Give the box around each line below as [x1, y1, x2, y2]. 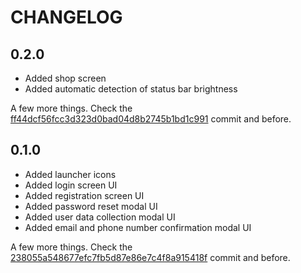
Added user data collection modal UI [24, 211, 176, 223]
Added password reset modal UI [24, 200, 158, 212]
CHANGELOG [10, 6, 123, 29]
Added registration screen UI [24, 189, 145, 201]
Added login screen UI [24, 179, 118, 191]
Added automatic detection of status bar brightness [24, 83, 238, 95]
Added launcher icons [24, 168, 117, 180]
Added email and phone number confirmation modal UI [24, 221, 252, 233]
